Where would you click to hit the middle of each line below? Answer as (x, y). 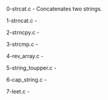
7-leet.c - (18, 91)
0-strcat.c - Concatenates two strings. (54, 9)
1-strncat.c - (22, 20)
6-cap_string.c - (27, 80)
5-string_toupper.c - (31, 68)
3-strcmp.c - (22, 44)
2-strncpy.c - (23, 32)
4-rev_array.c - (25, 56)
